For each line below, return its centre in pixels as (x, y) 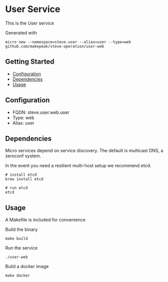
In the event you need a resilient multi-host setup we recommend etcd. (78, 166)
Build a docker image (27, 266)
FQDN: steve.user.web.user (41, 112)
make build (17, 239)
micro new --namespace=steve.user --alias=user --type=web (68, 42)
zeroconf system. (23, 156)
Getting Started (30, 62)
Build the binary (22, 229)
